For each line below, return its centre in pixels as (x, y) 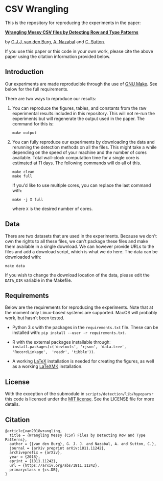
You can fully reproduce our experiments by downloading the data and (83, 142)
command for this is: (33, 123)
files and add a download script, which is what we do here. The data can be (81, 251)
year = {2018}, (25, 457)
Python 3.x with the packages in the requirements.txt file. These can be (85, 328)
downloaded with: (23, 257)
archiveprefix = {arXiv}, (36, 452)
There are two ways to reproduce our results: (51, 98)
